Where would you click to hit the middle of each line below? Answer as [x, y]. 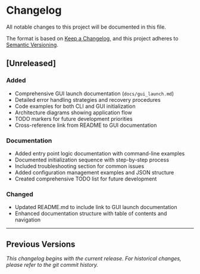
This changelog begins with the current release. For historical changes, [94, 259]
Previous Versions [41, 244]
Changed [20, 194]
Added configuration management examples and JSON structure [94, 172]
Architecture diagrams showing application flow [73, 112]
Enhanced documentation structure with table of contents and [91, 214]
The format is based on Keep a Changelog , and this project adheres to [92, 38]
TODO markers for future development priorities [74, 119]
